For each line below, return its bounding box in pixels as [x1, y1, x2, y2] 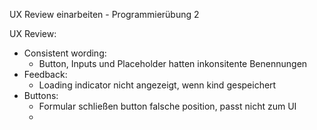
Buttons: [23, 90, 59, 101]
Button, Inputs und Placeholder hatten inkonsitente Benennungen [38, 58, 308, 69]
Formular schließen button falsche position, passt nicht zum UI [38, 100, 297, 112]
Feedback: [23, 69, 68, 80]
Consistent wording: [23, 47, 107, 59]
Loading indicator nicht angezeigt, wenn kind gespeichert [38, 79, 277, 91]
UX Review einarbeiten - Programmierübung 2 [9, 9, 200, 20]
